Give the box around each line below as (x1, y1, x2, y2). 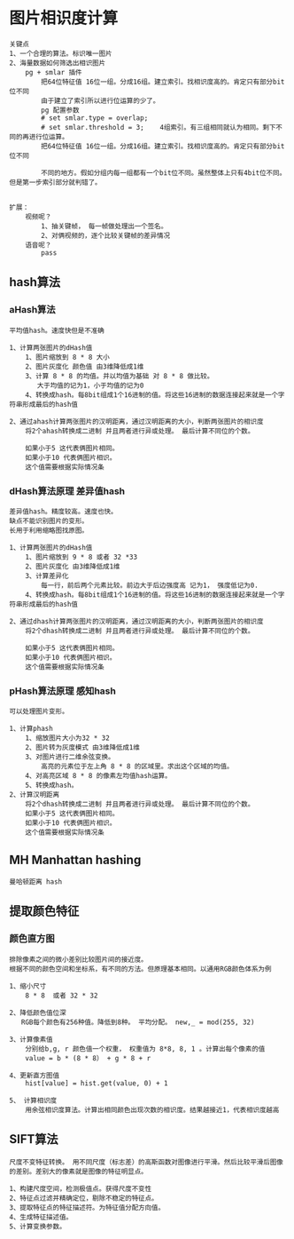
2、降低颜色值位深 (9, 1008, 66, 1017)
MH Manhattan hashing (9, 852, 142, 867)
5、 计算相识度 (9, 1096, 58, 1105)
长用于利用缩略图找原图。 (9, 526, 89, 535)
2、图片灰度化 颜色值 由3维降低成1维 (25, 361, 144, 371)
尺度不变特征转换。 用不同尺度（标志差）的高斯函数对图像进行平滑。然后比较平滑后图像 (9, 1157, 283, 1166)
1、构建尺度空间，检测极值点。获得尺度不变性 (9, 1184, 152, 1193)
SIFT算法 (9, 1132, 58, 1147)
